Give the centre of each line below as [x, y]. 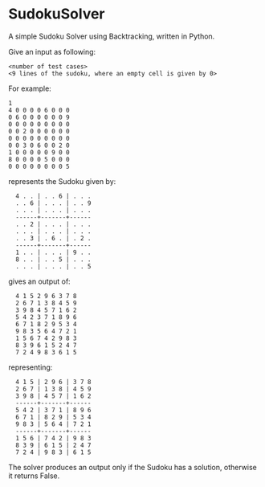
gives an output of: [39, 281]
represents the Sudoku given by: [62, 181]
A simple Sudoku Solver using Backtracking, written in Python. [112, 36]
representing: [31, 367]
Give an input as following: [52, 51]
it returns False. [34, 476]
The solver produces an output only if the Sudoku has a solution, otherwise [132, 467]
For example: [30, 88]
